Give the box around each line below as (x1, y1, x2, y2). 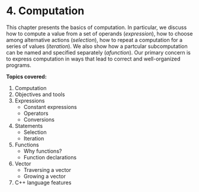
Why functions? (23, 147, 62, 155)
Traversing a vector (23, 166, 72, 173)
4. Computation (6, 4, 85, 18)
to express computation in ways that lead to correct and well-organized (6, 55, 181, 62)
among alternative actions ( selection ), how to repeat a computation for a (6, 36, 182, 43)
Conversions (23, 116, 55, 123)
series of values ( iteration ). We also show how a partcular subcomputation (6, 43, 188, 50)
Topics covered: (6, 73, 47, 80)
